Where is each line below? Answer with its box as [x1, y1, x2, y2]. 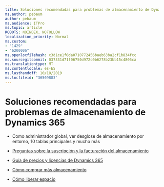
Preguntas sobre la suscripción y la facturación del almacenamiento [12, 147, 149, 154]
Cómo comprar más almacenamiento [12, 166, 87, 172]
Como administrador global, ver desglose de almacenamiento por [12, 133, 144, 139]
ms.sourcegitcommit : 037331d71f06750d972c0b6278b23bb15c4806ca [5, 57, 137, 62]
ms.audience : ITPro [5, 21, 45, 26]
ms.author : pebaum [5, 12, 42, 17]
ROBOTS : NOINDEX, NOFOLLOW [5, 30, 60, 35]
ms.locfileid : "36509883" [5, 75, 58, 80]
